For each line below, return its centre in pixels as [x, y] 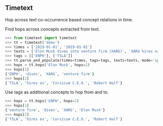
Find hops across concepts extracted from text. [53, 29]
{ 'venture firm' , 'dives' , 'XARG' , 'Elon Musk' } [55, 110]
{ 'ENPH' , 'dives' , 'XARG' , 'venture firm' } [50, 74]
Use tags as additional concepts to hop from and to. [57, 92]
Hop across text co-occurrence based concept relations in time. [69, 19]
